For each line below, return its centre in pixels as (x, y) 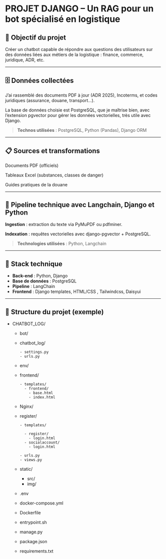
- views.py (31, 460)
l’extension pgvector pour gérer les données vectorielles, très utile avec (78, 115)
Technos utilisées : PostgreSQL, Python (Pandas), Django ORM (82, 130)
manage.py (31, 532)
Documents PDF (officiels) (32, 165)
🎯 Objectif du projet (36, 37)
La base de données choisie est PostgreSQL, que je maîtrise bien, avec (77, 110)
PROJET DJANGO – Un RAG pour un (80, 9)
